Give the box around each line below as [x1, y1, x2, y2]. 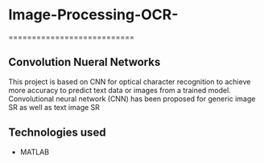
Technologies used [8, 126, 106, 140]
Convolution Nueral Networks [8, 55, 161, 69]
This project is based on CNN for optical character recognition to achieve [8, 76, 251, 86]
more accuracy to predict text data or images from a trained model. [8, 85, 231, 95]
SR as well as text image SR [8, 102, 101, 112]
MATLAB [19, 147, 50, 157]
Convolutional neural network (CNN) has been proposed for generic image [8, 94, 256, 104]
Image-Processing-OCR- [8, 6, 179, 24]
